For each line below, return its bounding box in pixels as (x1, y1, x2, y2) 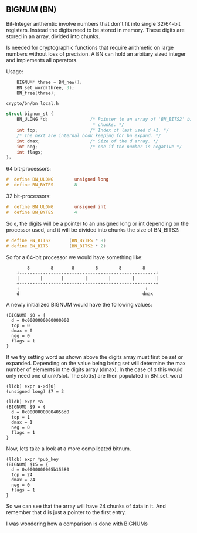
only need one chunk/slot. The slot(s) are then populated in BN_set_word (6, 372, 182, 379)
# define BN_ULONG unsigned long (6, 176, 109, 182)
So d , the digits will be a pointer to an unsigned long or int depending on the (6, 220, 189, 227)
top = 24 (11, 471, 33, 477)
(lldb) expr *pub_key (6, 456, 59, 462)
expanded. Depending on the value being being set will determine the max (6, 359, 186, 366)
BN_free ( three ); (16, 90, 57, 96)
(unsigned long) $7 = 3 (6, 388, 64, 395)
